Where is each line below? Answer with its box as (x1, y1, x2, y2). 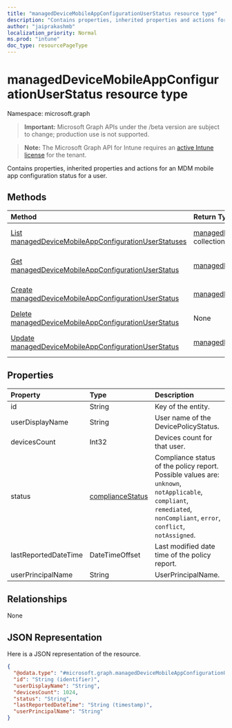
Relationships (7, 593, 68, 604)
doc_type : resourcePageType (7, 42, 88, 49)
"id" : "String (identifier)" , (13, 676, 100, 683)
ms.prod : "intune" (7, 36, 60, 43)
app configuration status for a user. (7, 171, 108, 179)
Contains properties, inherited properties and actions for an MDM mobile (7, 164, 214, 173)
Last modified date (154, 541, 215, 551)
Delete (10, 308, 32, 318)
